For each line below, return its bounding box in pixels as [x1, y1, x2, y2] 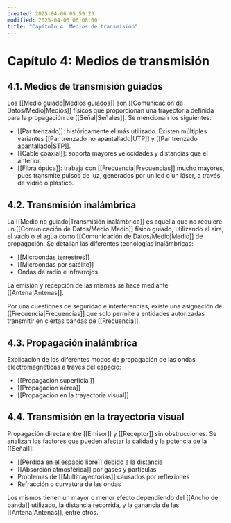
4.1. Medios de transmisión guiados [7, 81, 163, 92]
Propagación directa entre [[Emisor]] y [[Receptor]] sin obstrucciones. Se [7, 429, 217, 438]
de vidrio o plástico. [17, 179, 74, 188]
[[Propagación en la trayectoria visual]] [17, 391, 130, 399]
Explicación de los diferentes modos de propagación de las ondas [7, 356, 196, 363]
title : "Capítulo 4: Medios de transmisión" [7, 23, 138, 30]
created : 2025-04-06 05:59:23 [7, 10, 95, 17]
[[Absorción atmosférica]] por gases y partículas [17, 465, 157, 473]
